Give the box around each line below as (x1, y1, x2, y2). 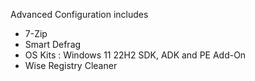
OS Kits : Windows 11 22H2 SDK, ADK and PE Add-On (24, 49, 247, 61)
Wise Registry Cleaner (24, 60, 118, 71)
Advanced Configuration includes (10, 9, 149, 20)
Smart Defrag (24, 39, 82, 50)
